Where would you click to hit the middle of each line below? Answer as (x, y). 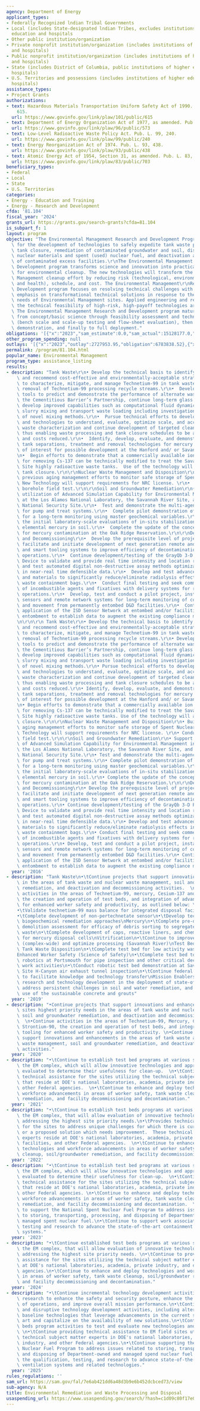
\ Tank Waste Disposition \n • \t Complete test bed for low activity (101, 949)
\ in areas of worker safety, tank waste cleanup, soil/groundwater (104, 1276)
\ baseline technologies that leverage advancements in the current (104, 1315)
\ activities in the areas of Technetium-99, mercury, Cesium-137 (101, 894)
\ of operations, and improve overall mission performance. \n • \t (100, 1304)
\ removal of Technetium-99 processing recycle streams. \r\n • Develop (106, 638)
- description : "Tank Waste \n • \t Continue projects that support (87, 877)
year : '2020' (28, 1055)
